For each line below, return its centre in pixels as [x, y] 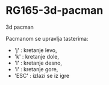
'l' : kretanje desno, [38, 63]
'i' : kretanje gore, [36, 69]
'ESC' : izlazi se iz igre [42, 75]
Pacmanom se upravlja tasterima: [47, 38]
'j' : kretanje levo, [36, 50]
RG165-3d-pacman [54, 10]
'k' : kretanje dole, [37, 56]
